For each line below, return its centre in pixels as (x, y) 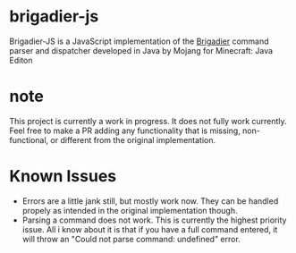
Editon (21, 60)
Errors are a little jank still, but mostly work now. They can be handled (150, 201)
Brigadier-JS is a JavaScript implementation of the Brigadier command (140, 41)
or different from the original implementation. (133, 139)
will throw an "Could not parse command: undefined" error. (131, 239)
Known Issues (63, 177)
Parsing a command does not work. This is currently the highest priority (154, 220)
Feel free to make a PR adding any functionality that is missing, (125, 131)
